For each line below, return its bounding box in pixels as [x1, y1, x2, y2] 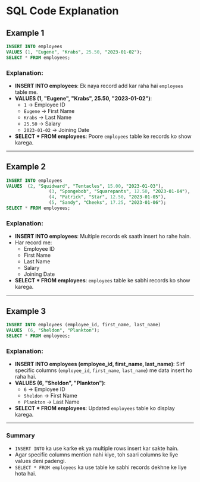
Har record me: [14, 239, 52, 246]
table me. [14, 88, 38, 96]
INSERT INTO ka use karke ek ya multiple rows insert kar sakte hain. [14, 445, 179, 452]
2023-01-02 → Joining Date [23, 126, 90, 133]
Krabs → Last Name [23, 114, 72, 121]
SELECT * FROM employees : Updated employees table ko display [14, 405, 175, 412]
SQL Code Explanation [6, 4, 119, 18]
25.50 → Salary [23, 120, 61, 127]
